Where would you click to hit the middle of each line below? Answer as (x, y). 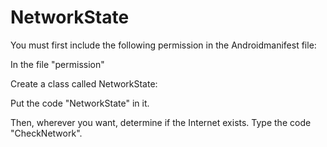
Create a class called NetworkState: (84, 83)
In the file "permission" (57, 64)
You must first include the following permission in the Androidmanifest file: (163, 45)
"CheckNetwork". (46, 133)
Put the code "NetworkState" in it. (80, 103)
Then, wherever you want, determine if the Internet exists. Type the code (161, 122)
